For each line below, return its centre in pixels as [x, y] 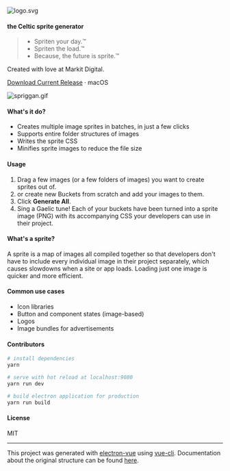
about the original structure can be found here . [73, 460]
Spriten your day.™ [60, 42]
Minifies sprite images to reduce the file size [79, 149]
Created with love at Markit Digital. [56, 69]
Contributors [26, 344]
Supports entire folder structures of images [78, 134]
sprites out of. [37, 187]
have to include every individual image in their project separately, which [108, 261]
